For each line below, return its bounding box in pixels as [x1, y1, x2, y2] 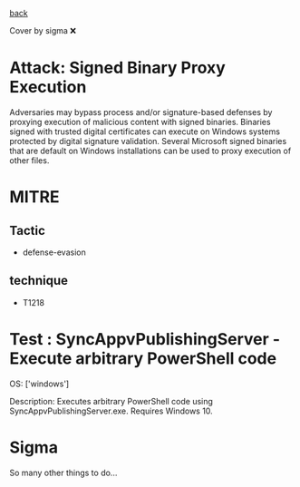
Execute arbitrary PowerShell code [9, 348, 277, 368]
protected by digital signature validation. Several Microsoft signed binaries [9, 135, 287, 146]
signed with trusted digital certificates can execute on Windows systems [9, 126, 281, 137]
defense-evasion [22, 247, 86, 258]
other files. [9, 154, 50, 166]
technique [9, 273, 69, 288]
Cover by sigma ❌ [9, 25, 77, 35]
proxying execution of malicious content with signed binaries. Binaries [9, 116, 271, 127]
